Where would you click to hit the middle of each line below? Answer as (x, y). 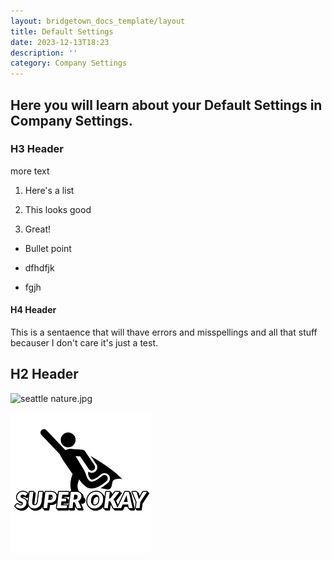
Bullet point (48, 248)
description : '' (44, 53)
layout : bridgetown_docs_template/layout (98, 21)
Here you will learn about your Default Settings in (166, 105)
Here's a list (49, 190)
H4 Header (33, 310)
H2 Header (44, 374)
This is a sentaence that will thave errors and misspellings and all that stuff (164, 332)
